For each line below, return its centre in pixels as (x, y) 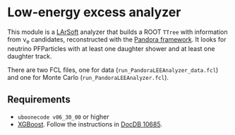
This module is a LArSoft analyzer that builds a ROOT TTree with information (117, 32)
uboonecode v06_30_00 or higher (63, 117)
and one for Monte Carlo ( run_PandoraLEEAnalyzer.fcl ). (88, 77)
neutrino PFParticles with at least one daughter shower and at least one (111, 48)
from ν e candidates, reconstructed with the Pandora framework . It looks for (117, 40)
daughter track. (30, 56)
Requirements (39, 100)
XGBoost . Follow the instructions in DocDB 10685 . (90, 124)
